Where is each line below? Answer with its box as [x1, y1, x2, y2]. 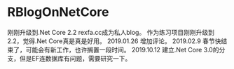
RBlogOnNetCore [7, 4, 109, 20]
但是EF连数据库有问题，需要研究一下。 [19, 54, 132, 63]
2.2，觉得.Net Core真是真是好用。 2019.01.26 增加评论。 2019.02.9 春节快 [7, 36, 221, 45]
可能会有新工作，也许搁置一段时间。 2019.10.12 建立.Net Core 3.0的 [25, 45, 219, 54]
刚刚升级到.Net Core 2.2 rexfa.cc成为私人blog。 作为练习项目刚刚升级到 [7, 28, 215, 36]
